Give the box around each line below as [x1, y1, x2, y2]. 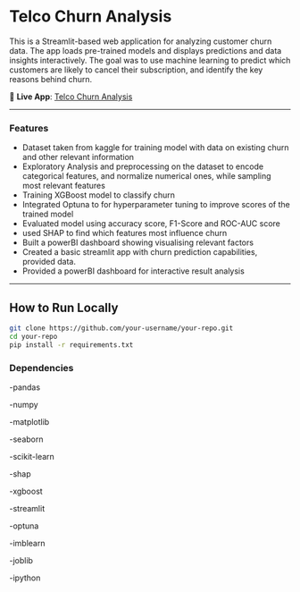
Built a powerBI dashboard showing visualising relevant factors [21, 237, 254, 248]
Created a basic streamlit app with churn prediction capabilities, [21, 247, 258, 258]
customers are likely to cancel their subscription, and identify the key [9, 64, 263, 75]
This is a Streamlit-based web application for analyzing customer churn [9, 36, 272, 47]
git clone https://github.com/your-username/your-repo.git [9, 324, 234, 333]
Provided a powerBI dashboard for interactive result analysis [21, 266, 246, 276]
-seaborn [9, 434, 44, 444]
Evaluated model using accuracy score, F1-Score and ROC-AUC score [21, 218, 281, 229]
